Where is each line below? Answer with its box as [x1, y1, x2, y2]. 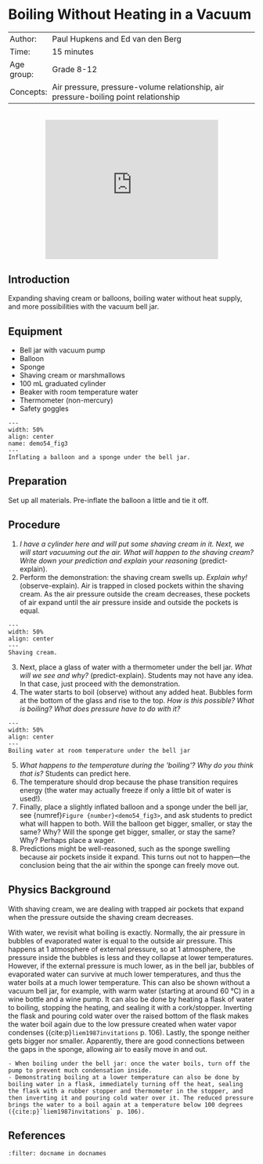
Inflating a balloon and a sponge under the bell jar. [8, 454, 191, 462]
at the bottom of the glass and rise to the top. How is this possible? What [19, 695, 254, 705]
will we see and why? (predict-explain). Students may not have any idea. [19, 670, 254, 680]
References [8, 1129, 66, 1142]
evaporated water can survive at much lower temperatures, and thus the [8, 969, 241, 979]
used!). [19, 794, 43, 803]
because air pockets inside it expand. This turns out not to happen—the [19, 852, 250, 861]
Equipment [8, 324, 63, 338]
